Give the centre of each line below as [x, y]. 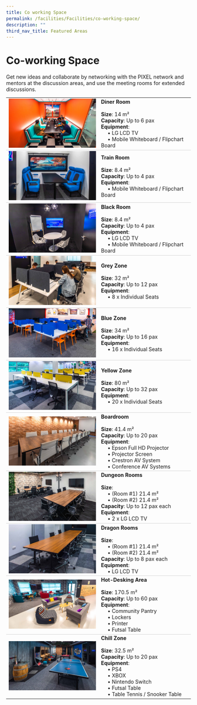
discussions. [21, 89]
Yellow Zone [116, 370]
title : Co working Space [36, 12]
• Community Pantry [132, 611]
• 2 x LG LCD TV [128, 518]
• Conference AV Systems [139, 466]
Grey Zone [114, 265]
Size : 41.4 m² [118, 429]
